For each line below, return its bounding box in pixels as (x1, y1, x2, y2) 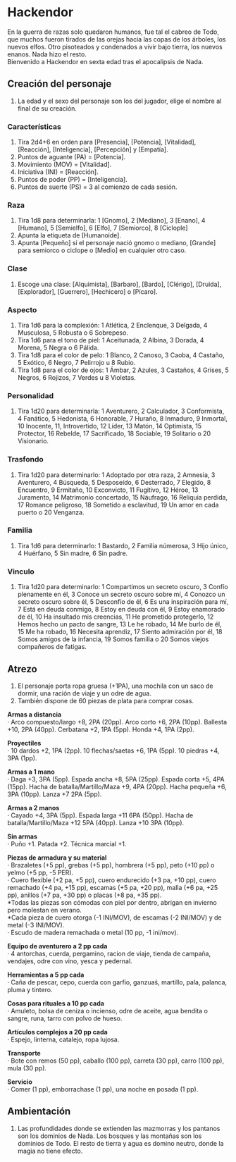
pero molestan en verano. (7, 906, 82, 914)
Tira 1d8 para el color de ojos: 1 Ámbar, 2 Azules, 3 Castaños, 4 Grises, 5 (17, 366, 229, 374)
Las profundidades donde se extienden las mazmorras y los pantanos (17, 1124, 221, 1132)
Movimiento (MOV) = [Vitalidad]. (17, 160, 112, 169)
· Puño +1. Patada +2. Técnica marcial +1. (7, 839, 127, 848)
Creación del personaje (7, 78, 112, 90)
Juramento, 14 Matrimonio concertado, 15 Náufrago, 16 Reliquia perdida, (17, 493, 228, 501)
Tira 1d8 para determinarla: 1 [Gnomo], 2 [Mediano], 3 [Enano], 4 (17, 216, 206, 225)
